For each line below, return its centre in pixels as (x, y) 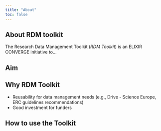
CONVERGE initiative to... (31, 52)
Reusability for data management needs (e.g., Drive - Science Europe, (84, 97)
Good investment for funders (42, 107)
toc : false (16, 14)
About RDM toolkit (34, 35)
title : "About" (21, 10)
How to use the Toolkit (41, 123)
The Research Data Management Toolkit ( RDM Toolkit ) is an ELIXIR (74, 47)
